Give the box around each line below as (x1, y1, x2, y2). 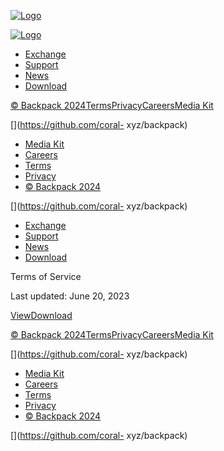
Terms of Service (10, 271, 82, 282)
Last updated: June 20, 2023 (10, 290, 130, 302)
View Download (10, 310, 73, 321)
